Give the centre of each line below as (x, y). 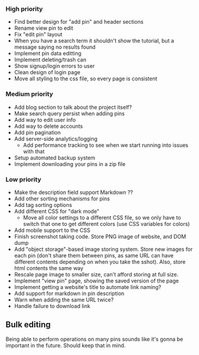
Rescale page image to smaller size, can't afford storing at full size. (96, 274)
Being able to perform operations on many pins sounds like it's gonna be (94, 339)
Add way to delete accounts (48, 126)
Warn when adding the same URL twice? (64, 300)
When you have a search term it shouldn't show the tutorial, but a (94, 41)
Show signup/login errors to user (54, 66)
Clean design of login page (47, 73)
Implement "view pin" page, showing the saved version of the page (97, 281)
